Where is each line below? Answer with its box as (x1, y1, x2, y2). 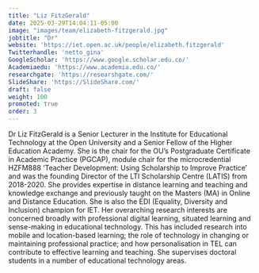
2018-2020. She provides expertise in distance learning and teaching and (8, 180, 248, 189)
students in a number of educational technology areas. (8, 256, 187, 265)
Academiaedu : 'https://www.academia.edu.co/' (8, 63, 161, 71)
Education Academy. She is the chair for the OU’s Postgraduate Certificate (8, 146, 251, 156)
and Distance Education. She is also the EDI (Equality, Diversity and (8, 197, 228, 206)
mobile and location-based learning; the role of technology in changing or (8, 231, 249, 240)
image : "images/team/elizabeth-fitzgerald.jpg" (8, 26, 169, 34)
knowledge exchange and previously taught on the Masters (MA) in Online (8, 188, 251, 198)
